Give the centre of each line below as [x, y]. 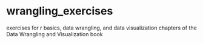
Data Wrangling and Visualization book [55, 34]
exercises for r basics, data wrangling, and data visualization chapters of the [101, 28]
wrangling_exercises [60, 11]
